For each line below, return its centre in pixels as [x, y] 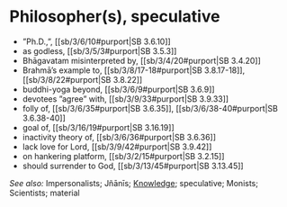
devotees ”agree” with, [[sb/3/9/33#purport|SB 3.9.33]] [126, 99]
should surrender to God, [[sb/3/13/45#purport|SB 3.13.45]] [133, 166]
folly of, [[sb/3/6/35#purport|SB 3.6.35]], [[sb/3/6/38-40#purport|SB [150, 108]
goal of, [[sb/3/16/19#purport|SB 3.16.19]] [99, 127]
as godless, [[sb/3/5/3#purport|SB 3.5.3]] [99, 50]
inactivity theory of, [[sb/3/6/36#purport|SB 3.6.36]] [119, 137]
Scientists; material [45, 193]
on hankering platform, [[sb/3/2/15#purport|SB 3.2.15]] [123, 156]
